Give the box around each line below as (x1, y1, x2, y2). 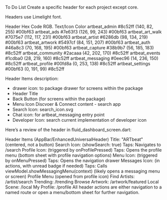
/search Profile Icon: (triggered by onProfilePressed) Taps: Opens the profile (5, 147, 162, 153)
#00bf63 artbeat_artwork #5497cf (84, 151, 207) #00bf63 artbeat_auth (5, 39, 151, 45)
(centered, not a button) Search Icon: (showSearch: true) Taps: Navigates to (5, 142, 161, 148)
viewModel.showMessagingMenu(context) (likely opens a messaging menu (5, 168, 161, 174)
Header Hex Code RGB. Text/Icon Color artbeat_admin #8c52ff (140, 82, (5, 23, 154, 29)
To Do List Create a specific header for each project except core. (5, 4, 139, 10)
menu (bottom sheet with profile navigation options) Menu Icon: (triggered (5, 152, 158, 158)
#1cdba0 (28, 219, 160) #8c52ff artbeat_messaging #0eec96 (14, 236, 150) (5, 55, 159, 61)
